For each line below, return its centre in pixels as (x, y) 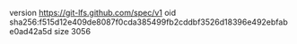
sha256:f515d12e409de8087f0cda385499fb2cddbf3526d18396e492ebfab (149, 22)
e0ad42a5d (31, 31)
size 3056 (72, 31)
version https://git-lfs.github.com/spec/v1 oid (93, 13)
